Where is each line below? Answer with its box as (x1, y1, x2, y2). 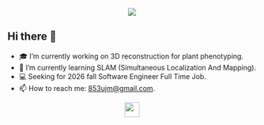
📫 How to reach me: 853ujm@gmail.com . (18, 83, 156, 93)
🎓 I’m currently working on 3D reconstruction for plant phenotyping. (18, 51, 244, 61)
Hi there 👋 (7, 30, 57, 44)
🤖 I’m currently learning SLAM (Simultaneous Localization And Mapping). (18, 62, 257, 72)
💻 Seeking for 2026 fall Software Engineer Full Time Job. (18, 71, 207, 81)
